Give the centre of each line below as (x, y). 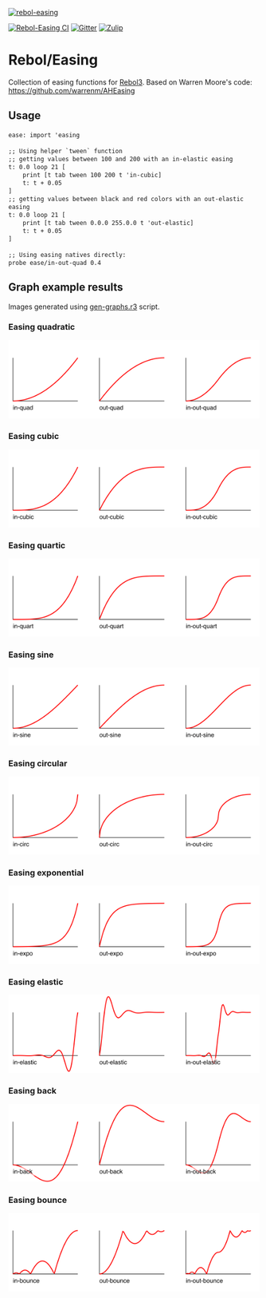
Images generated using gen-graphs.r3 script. (84, 307)
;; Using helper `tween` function (66, 151)
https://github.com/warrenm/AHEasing (72, 90)
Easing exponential (46, 873)
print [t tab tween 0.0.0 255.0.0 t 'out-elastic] (108, 223)
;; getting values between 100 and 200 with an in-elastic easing (121, 159)
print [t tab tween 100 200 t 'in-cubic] (92, 175)
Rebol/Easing (53, 60)
